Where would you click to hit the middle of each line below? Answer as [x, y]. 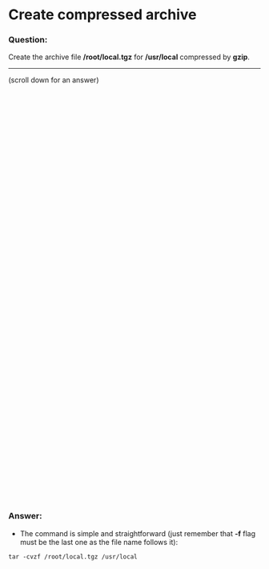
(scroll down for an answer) [54, 80]
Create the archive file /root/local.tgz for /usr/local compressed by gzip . [129, 57]
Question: [28, 40]
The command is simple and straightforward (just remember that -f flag [138, 533]
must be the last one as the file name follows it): [99, 542]
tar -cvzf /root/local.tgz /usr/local [73, 557]
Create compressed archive [102, 15]
